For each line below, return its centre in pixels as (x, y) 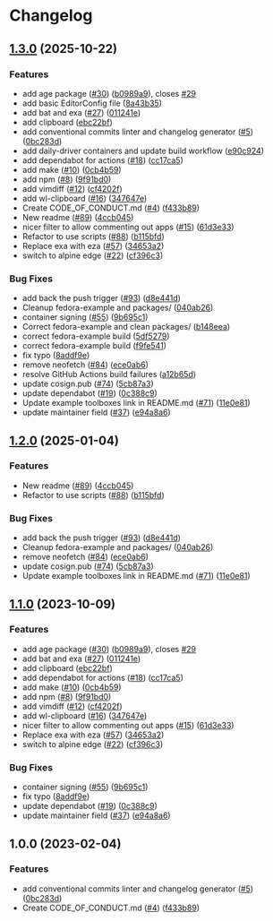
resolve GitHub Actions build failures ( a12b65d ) (109, 374)
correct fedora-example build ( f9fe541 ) (94, 346)
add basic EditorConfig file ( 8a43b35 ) (92, 103)
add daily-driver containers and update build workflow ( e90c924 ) (143, 151)
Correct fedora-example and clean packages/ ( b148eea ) (126, 327)
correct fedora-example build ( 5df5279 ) (96, 336)
